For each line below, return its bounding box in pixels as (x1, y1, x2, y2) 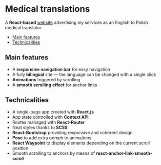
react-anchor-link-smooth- (96, 150, 153, 156)
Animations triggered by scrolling (12, 76, 80, 82)
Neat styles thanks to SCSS (12, 124, 68, 130)
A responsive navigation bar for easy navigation (12, 66, 111, 72)
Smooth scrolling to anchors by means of (12, 150, 95, 156)
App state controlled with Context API (12, 114, 89, 120)
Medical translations (5, 3, 90, 15)
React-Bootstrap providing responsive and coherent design (12, 129, 133, 135)
